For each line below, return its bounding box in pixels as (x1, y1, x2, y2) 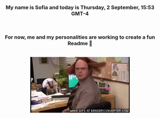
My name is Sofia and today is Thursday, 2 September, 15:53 (5, 4, 155, 11)
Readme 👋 (68, 40, 92, 47)
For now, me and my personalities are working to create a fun (4, 34, 156, 41)
